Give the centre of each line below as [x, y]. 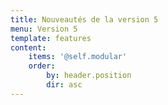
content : [28, 47]
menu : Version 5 [44, 29]
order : [42, 66]
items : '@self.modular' [78, 57]
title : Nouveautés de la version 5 [84, 19]
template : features [51, 38]
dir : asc [64, 85]
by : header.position [89, 76]
